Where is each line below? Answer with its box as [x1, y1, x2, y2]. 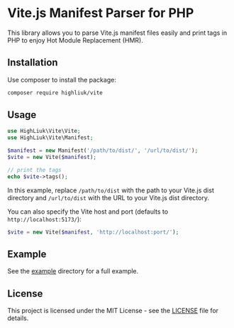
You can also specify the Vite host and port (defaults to [7, 207, 169, 216]
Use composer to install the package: [7, 75, 117, 84]
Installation [7, 57, 58, 69]
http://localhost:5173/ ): [7, 214, 82, 223]
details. [7, 314, 29, 322]
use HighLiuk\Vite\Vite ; [7, 128, 81, 135]
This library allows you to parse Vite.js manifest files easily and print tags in [7, 28, 228, 37]
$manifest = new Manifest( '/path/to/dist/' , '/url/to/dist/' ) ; [7, 147, 199, 154]
